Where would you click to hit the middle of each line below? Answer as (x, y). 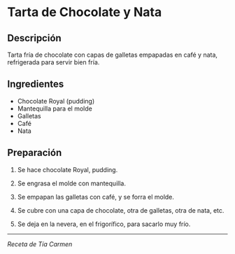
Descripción (34, 38)
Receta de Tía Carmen (40, 244)
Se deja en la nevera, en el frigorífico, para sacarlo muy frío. (104, 224)
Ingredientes (36, 84)
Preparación (35, 153)
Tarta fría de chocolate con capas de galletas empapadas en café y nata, (113, 55)
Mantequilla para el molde (55, 108)
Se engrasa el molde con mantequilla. (71, 183)
